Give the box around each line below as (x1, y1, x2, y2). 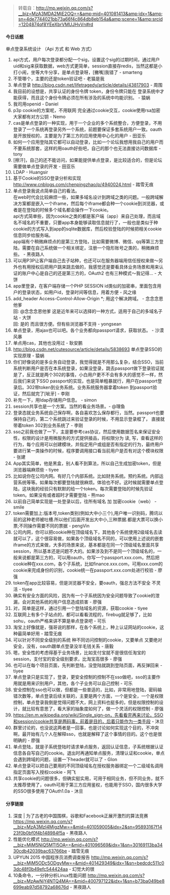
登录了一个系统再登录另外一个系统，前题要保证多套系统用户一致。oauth (13, 126, 162, 132)
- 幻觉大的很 (69, 866, 95, 872)
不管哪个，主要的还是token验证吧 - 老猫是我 (13, 76, 105, 82)
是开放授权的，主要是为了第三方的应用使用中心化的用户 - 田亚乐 (13, 133, 146, 139)
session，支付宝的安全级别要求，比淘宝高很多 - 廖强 (13, 656, 123, 662)
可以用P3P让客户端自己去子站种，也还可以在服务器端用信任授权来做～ (13, 258, 159, 264)
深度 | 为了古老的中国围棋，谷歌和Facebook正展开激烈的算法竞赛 (13, 813, 148, 819)
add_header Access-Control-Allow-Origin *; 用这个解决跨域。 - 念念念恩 (13, 296, 163, 302)
